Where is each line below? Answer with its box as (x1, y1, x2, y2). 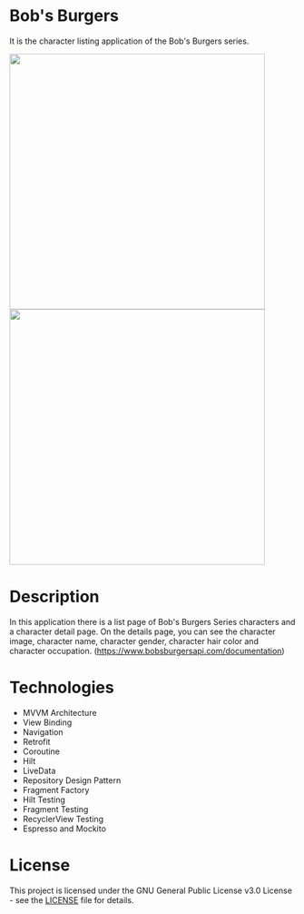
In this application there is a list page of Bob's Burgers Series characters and (9, 616, 296, 627)
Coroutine (22, 746, 61, 757)
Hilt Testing (22, 794, 66, 805)
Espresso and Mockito (22, 823, 107, 834)
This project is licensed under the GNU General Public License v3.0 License (9, 885, 293, 896)
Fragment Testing (22, 803, 89, 814)
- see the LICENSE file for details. (9, 894, 134, 905)
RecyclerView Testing (22, 813, 104, 824)
